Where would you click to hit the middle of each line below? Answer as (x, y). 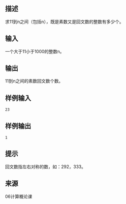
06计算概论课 (19, 196)
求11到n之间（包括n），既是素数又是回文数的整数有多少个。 (64, 22)
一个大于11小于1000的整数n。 (35, 51)
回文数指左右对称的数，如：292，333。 (46, 167)
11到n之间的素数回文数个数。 (34, 81)
